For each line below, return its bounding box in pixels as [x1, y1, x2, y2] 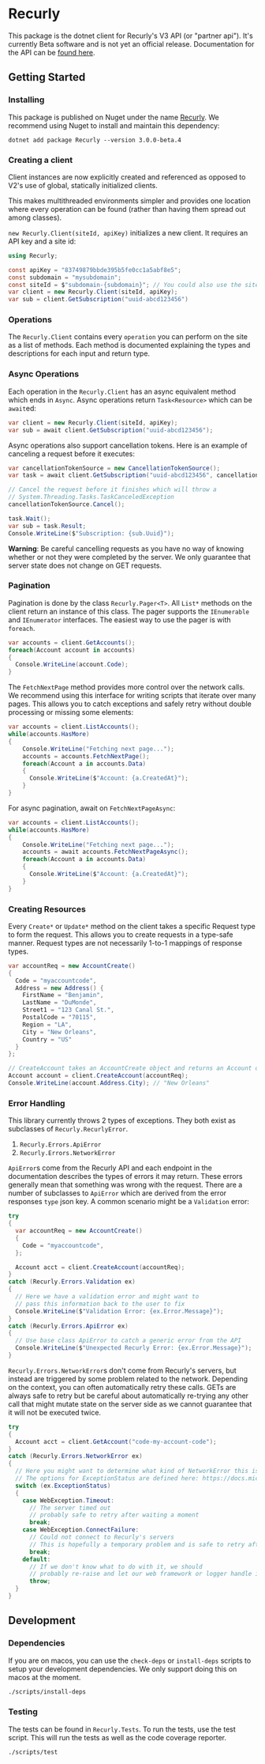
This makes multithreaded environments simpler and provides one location [8, 195, 251, 206]
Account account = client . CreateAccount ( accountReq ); [8, 1072, 189, 1080]
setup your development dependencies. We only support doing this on [8, 1664, 237, 1673]
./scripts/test [8, 1748, 58, 1756]
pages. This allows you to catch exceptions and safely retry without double [8, 699, 252, 708]
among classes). [8, 213, 62, 222]
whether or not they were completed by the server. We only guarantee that [8, 552, 251, 561]
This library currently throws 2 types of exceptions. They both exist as [8, 1116, 237, 1125]
